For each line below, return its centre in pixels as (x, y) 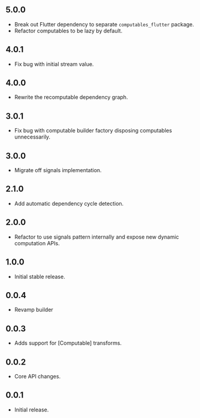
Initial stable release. (40, 276)
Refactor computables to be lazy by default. (68, 31)
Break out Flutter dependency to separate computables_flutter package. (104, 24)
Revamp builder (34, 310)
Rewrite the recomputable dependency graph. (71, 97)
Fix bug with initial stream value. (54, 64)
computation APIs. (37, 243)
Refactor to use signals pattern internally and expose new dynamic (96, 237)
